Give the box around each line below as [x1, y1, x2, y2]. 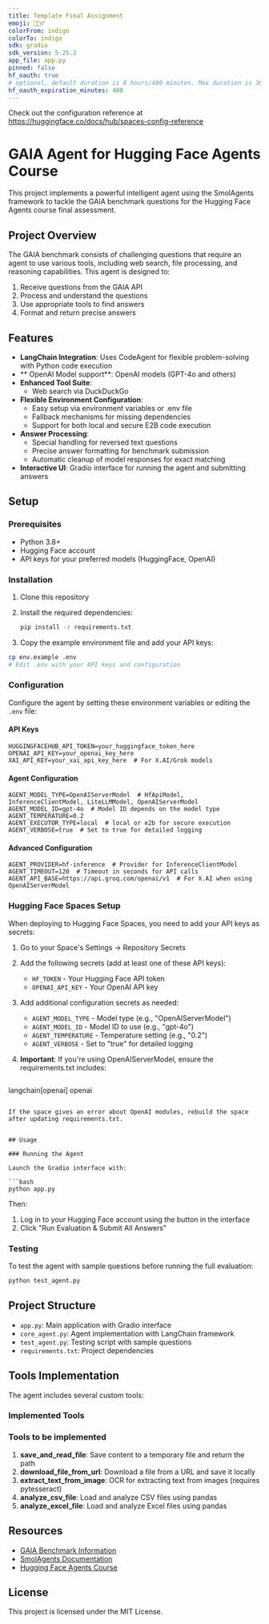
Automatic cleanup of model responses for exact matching [31, 454, 226, 464]
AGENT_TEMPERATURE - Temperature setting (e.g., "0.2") [31, 1030, 208, 1040]
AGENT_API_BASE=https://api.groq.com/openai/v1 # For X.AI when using [8, 875, 252, 883]
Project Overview [8, 228, 97, 242]
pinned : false [8, 64, 56, 72]
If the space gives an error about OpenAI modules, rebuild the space [8, 1107, 249, 1116]
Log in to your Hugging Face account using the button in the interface [19, 1215, 251, 1224]
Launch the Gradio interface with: [8, 1163, 127, 1172]
